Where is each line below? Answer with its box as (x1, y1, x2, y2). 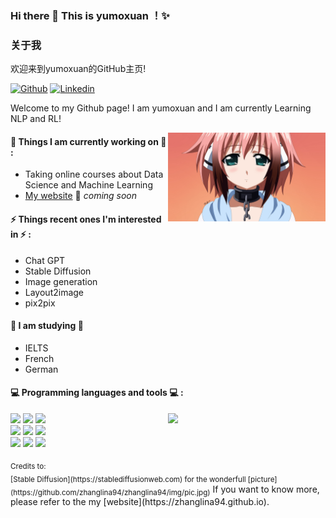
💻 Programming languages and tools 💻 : (10, 387, 184, 399)
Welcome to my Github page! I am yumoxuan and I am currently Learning (10, 102, 312, 114)
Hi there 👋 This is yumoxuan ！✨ (10, 8, 170, 22)
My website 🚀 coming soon (24, 190, 138, 202)
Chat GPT (24, 254, 66, 266)
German (24, 363, 59, 375)
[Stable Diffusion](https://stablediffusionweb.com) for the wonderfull (10, 474, 247, 484)
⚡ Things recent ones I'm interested (10, 213, 162, 226)
